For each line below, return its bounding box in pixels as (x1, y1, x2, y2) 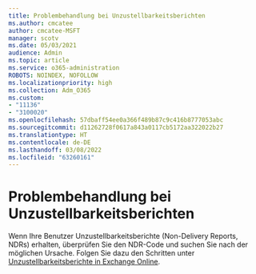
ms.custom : (8, 94, 45, 102)
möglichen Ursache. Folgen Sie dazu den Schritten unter (8, 248, 195, 258)
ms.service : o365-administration (8, 64, 120, 72)
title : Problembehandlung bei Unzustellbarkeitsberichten (8, 11, 206, 20)
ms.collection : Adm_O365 (8, 86, 91, 95)
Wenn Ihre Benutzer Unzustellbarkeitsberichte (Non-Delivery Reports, (8, 232, 238, 241)
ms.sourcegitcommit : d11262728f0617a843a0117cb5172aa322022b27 (8, 123, 224, 131)
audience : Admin (8, 49, 62, 57)
